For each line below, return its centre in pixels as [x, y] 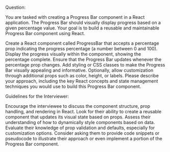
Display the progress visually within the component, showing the [73, 54]
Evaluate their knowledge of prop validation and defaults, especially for [80, 128]
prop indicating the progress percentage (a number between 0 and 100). [81, 49]
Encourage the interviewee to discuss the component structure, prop [78, 106]
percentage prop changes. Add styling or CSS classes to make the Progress [85, 65]
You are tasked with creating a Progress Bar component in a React [75, 17]
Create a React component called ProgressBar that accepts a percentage [82, 43]
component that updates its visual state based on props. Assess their [78, 117]
